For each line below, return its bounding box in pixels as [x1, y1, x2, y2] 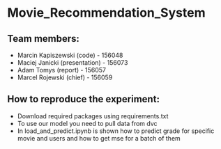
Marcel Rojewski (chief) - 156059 [17, 73, 113, 81]
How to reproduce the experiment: [7, 93, 160, 105]
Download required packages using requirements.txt [17, 111, 169, 120]
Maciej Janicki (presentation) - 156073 [17, 58, 128, 67]
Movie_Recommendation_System [7, 5, 206, 21]
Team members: [7, 33, 80, 45]
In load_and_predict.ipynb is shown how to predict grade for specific [17, 127, 215, 135]
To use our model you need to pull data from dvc [17, 119, 158, 127]
